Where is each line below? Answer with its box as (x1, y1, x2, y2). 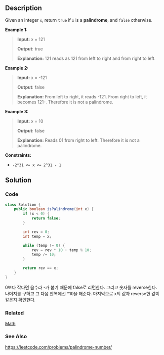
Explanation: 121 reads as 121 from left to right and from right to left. (17, 55, 156, 61)
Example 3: (5, 108, 29, 114)
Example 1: (5, 27, 28, 33)
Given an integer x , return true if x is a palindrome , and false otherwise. (5, 17, 153, 23)
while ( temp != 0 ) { (23, 243, 65, 248)
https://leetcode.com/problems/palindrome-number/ (5, 344, 112, 350)
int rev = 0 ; (23, 229, 50, 234)
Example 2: (5, 65, 29, 71)
